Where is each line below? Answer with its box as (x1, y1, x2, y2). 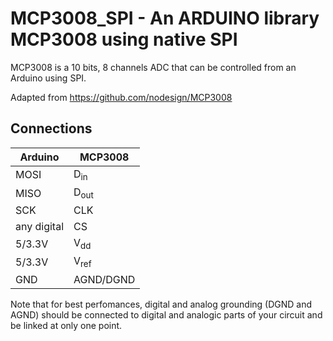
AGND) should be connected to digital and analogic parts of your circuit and (10, 308, 323, 321)
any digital (15, 220, 65, 234)
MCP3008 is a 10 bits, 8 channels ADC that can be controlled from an (10, 61, 297, 73)
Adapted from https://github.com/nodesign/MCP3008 (10, 91, 233, 103)
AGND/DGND (73, 272, 136, 286)
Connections (10, 120, 93, 137)
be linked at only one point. (10, 319, 123, 331)
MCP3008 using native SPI (10, 28, 238, 51)
